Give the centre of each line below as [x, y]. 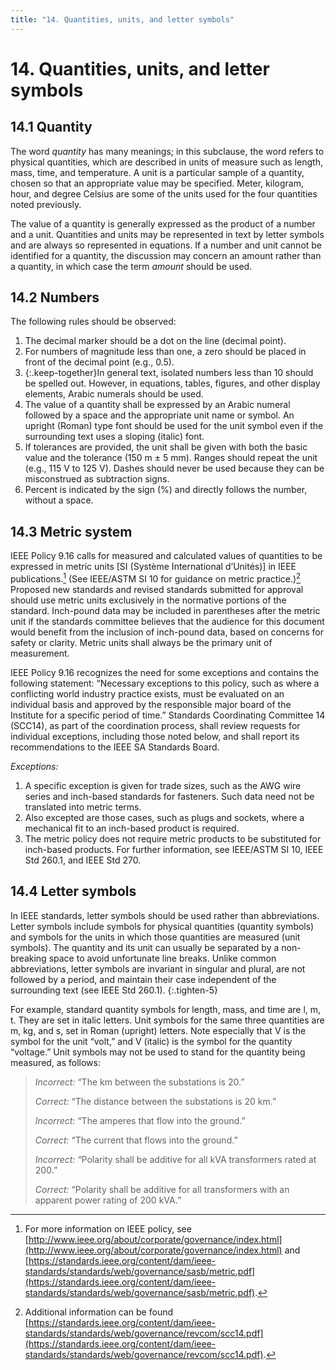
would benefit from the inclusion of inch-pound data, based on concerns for [167, 632]
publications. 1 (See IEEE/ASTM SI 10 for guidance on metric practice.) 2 [156, 578]
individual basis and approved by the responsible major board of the [151, 704]
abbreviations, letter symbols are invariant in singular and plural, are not [158, 968]
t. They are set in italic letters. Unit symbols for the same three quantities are [167, 1020]
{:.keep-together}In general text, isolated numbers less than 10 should [169, 373]
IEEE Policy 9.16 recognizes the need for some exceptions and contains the [165, 672]
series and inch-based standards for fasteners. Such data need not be [169, 796]
